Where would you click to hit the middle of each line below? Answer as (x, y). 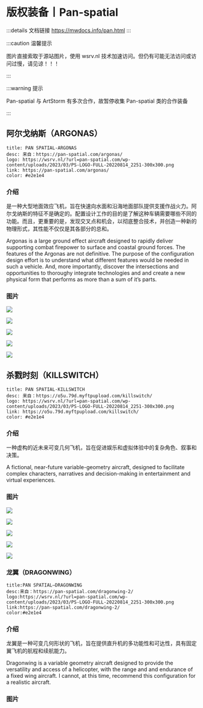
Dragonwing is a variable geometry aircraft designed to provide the (90, 663)
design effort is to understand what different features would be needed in (98, 260)
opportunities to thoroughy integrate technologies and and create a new (96, 273)
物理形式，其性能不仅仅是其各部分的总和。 (59, 229)
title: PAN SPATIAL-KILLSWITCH (46, 390)
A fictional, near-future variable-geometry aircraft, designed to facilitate (96, 467)
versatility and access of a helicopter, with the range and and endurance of (100, 669)
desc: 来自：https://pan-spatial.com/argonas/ (64, 154)
